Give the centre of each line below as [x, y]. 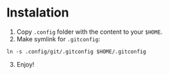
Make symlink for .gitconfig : [58, 39]
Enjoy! [25, 64]
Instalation [38, 13]
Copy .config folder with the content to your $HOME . [89, 32]
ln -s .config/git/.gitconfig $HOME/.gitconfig [77, 52]
